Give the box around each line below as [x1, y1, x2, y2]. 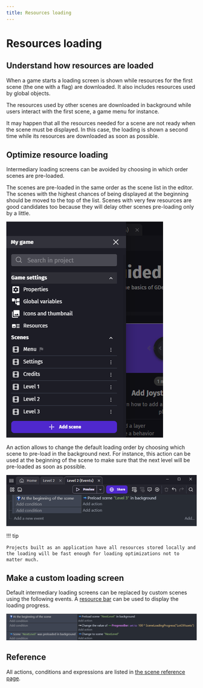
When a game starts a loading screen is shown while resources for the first [6, 76, 193, 84]
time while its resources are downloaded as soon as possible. [6, 132, 159, 139]
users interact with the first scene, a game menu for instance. [6, 108, 159, 115]
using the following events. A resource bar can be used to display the [6, 595, 179, 603]
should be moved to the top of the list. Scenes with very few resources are [6, 197, 192, 204]
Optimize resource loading [6, 150, 109, 160]
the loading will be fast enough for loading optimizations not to [6, 551, 180, 557]
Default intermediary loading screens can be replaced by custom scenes [6, 589, 187, 596]
